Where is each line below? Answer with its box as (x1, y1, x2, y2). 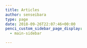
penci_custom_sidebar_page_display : (5, 26, 82, 31)
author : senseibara (5, 12, 47, 17)
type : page (5, 17, 28, 22)
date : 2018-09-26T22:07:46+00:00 (5, 21, 76, 27)
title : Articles (5, 7, 39, 13)
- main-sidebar (10, 31, 42, 36)
